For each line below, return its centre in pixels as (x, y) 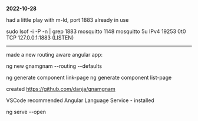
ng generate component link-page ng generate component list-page (89, 77)
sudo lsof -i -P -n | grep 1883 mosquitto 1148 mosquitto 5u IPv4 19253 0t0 (96, 31)
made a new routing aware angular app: (55, 55)
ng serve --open (26, 112)
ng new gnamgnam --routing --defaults (54, 66)
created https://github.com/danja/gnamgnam (61, 89)
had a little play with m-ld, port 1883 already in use (67, 20)
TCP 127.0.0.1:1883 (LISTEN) (40, 37)
